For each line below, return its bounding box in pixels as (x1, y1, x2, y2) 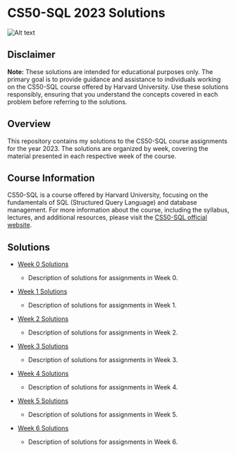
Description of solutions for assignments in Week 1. (27, 301, 178, 310)
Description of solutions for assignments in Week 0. (27, 274, 178, 282)
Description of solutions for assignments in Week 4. (27, 383, 178, 392)
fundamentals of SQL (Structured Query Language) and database (7, 198, 197, 207)
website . (7, 221, 32, 229)
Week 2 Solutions (17, 315, 69, 323)
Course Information (7, 171, 95, 184)
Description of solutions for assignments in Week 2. (27, 328, 178, 337)
